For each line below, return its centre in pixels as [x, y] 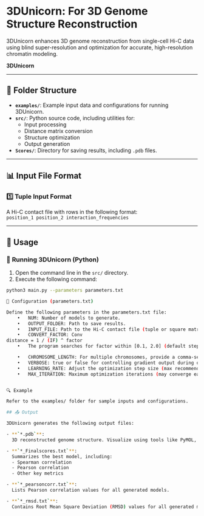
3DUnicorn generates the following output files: [70, 424]
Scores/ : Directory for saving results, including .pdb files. [86, 150]
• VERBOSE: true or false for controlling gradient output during [106, 363]
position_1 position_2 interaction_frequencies [68, 218]
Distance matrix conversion [58, 131]
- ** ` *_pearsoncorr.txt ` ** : [42, 484]
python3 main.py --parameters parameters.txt [65, 291]
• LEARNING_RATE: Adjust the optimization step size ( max [95, 368]
